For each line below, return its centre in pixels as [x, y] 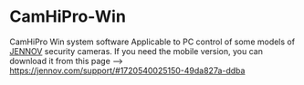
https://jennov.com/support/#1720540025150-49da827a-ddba [127, 71]
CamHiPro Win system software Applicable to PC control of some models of [152, 42]
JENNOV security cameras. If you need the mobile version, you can [136, 51]
